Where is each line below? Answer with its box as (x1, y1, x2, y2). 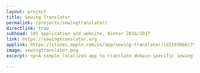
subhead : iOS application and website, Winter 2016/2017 (6, 31, 151, 37)
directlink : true (6, 25, 49, 31)
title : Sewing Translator (6, 14, 70, 20)
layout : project (6, 8, 46, 15)
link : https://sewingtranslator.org (6, 36, 97, 42)
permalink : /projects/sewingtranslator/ (6, 20, 108, 26)
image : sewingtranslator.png (6, 47, 79, 53)
